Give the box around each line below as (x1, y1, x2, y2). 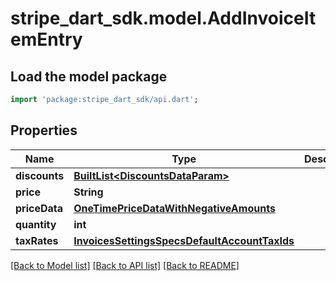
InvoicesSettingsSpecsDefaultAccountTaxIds (73, 233, 295, 247)
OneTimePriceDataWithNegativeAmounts (73, 201, 276, 215)
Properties (10, 122, 78, 139)
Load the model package (10, 68, 168, 85)
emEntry (10, 28, 83, 51)
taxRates (15, 233, 59, 247)
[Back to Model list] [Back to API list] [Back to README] (10, 259, 240, 271)
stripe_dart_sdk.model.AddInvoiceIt (10, 7, 317, 30)
